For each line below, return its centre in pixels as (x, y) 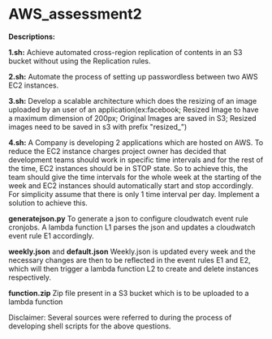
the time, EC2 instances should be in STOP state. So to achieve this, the (128, 168)
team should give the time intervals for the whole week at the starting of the (135, 177)
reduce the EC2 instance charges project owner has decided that (117, 151)
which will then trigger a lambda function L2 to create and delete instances (134, 268)
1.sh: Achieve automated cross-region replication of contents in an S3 (125, 52)
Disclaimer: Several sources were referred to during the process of (120, 317)
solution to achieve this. (48, 203)
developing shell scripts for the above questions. (90, 326)
